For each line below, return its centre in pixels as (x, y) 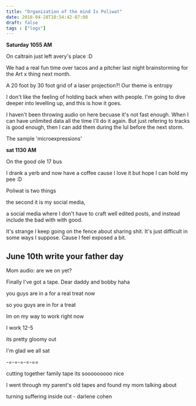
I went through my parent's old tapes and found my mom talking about (92, 385)
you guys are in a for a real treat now (51, 294)
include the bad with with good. (44, 220)
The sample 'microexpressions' (44, 139)
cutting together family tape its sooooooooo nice (65, 373)
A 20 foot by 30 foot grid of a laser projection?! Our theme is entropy (89, 86)
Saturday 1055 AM (29, 45)
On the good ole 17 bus (34, 162)
